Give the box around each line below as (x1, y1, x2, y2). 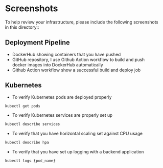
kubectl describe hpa (5, 140, 49, 145)
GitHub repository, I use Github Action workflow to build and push (12, 57, 145, 63)
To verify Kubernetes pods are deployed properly (12, 94, 112, 100)
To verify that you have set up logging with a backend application (12, 149, 144, 155)
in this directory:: (5, 24, 39, 30)
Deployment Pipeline (5, 39, 70, 47)
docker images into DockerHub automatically (12, 62, 104, 67)
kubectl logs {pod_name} (5, 158, 56, 164)
